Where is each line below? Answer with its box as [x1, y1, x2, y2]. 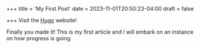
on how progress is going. [6, 35, 72, 41]
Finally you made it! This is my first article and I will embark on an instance [6, 28, 194, 35]
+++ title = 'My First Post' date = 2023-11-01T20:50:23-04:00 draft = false [6, 5, 194, 12]
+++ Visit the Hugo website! [6, 17, 77, 23]
